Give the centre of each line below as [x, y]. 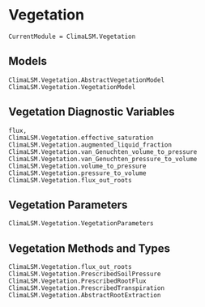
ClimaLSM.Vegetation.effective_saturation [81, 138]
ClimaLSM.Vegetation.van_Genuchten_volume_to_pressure [103, 151]
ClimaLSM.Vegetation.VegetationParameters [81, 224]
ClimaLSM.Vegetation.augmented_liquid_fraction [90, 145]
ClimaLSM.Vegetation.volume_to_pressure [78, 166]
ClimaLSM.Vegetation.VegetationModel [72, 87]
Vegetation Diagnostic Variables [92, 112]
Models [28, 61]
